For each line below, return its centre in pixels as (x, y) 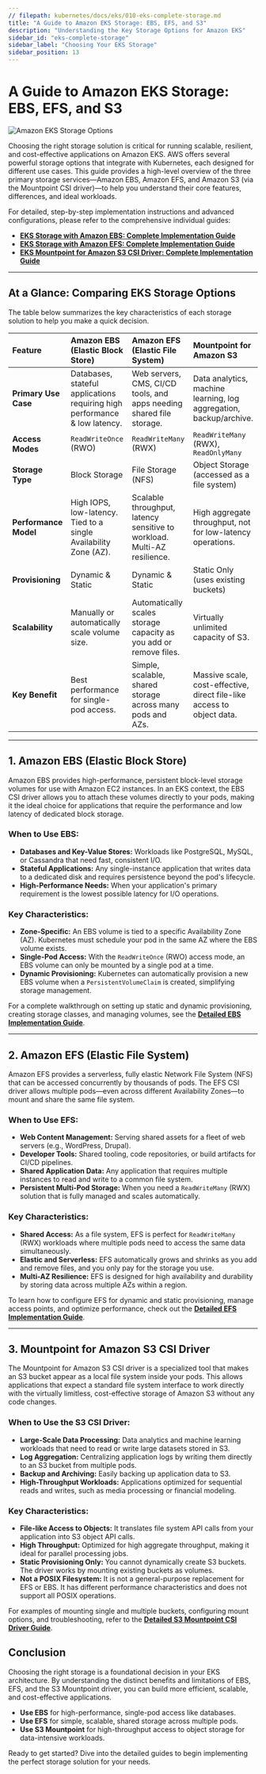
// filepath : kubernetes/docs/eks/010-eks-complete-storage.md (115, 15)
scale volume (95, 632)
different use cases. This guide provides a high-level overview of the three (129, 171)
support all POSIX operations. (68, 1596)
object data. (215, 715)
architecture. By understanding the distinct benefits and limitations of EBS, (129, 1680)
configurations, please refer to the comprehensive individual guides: (120, 220)
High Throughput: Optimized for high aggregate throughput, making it (134, 1545)
